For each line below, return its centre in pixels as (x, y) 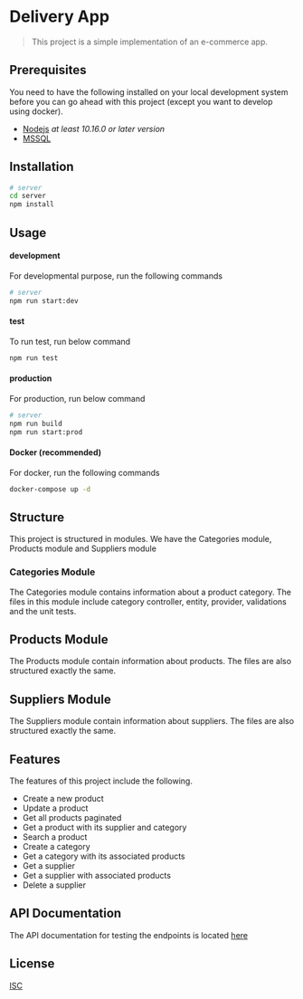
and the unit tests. (43, 611)
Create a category (56, 847)
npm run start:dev (44, 300)
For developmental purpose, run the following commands (116, 276)
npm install (32, 205)
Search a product (55, 837)
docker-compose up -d (50, 489)
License (32, 964)
